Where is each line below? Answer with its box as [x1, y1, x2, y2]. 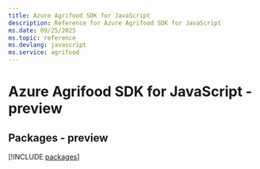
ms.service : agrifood [8, 48, 80, 56]
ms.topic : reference [8, 33, 77, 42]
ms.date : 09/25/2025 [8, 26, 77, 34]
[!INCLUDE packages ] [8, 152, 80, 161]
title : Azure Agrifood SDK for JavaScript [8, 11, 151, 20]
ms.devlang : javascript [8, 41, 87, 49]
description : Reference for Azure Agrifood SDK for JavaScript [8, 19, 222, 27]
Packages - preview [8, 131, 109, 144]
